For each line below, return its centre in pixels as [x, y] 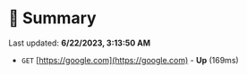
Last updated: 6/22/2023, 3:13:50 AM [80, 43]
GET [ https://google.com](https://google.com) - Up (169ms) [130, 60]
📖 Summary [52, 18]
